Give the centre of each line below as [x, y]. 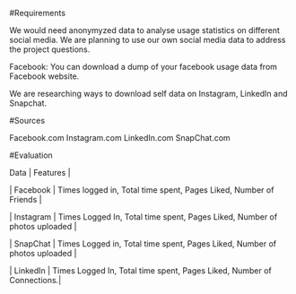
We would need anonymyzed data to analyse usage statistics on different [145, 30]
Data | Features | [40, 173]
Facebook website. [44, 76]
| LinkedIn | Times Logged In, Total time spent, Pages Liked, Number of [140, 271]
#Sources [27, 121]
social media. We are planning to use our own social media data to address [148, 40]
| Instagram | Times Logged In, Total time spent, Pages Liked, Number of [144, 217]
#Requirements [37, 13]
